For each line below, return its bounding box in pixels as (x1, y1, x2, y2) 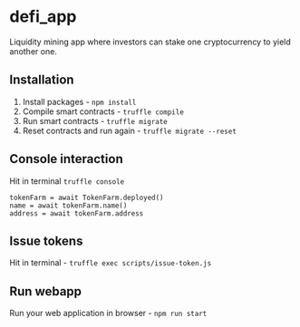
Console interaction (9, 151, 124, 167)
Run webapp (9, 284, 82, 299)
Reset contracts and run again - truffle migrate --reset (22, 125, 237, 136)
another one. (9, 45, 57, 56)
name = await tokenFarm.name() (9, 201, 128, 210)
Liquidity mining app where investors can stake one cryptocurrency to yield (9, 36, 292, 47)
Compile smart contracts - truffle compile (22, 106, 184, 117)
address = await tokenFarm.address (9, 208, 144, 218)
